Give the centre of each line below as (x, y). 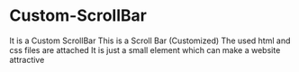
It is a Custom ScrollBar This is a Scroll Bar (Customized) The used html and (150, 40)
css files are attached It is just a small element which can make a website (145, 49)
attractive (27, 59)
